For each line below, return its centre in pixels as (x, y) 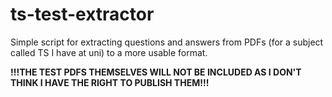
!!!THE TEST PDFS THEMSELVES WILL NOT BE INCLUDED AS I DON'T (156, 72)
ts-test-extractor (82, 14)
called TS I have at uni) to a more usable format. (109, 52)
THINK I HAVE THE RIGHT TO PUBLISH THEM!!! (110, 82)
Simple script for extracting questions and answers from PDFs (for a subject (167, 42)
